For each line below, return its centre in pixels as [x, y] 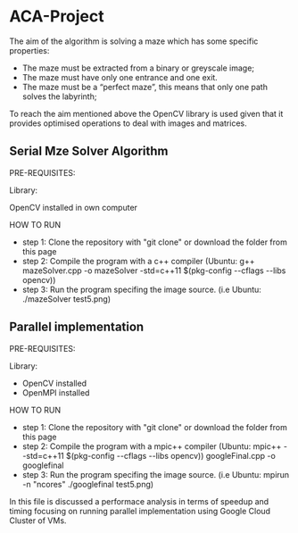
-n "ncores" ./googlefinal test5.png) [88, 484]
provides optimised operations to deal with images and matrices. [128, 123]
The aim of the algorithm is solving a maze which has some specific [134, 41]
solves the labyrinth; [59, 96]
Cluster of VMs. [38, 521]
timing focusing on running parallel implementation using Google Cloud [140, 511]
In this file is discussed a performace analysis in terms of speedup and [139, 501]
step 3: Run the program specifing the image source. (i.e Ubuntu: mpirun [156, 474]
